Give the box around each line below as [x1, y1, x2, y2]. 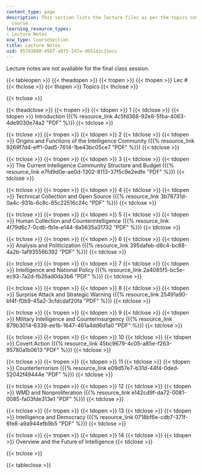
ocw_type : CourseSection [6, 37, 69, 43]
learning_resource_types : [6, 25, 71, 32]
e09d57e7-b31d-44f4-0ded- [108, 364, 179, 371]
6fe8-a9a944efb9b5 [6, 420, 58, 427]
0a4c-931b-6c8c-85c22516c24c [6, 199, 89, 206]
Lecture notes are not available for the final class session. [6, 65, 150, 72]
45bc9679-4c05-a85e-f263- [99, 339, 172, 347]
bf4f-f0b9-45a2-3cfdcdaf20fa [6, 297, 83, 304]
